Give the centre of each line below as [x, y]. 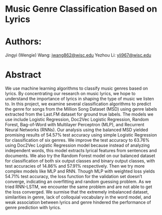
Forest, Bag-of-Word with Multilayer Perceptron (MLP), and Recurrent [75, 125]
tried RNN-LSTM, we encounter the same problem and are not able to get [79, 187]
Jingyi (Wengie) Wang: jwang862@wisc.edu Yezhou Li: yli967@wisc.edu [78, 55]
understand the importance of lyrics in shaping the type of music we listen [80, 99]
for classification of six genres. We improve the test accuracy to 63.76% [77, 140]
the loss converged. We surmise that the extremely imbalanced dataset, [77, 192]
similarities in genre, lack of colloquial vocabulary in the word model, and [78, 197]
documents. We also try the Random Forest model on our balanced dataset [80, 156]
